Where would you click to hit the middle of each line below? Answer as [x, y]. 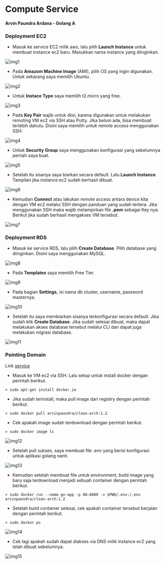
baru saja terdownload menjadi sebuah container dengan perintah [80, 480]
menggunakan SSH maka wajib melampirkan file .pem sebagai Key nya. [86, 210]
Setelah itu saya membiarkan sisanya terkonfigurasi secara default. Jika [86, 317]
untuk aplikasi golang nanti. [40, 456]
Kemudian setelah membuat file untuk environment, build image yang [83, 475]
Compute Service [42, 9]
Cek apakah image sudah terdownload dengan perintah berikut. [77, 423]
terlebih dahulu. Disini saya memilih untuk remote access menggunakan [86, 126]
